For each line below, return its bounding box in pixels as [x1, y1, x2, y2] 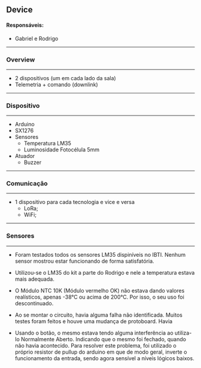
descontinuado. [14, 299, 54, 307]
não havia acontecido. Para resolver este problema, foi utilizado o [14, 342, 176, 349]
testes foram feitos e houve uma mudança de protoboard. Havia [14, 317, 173, 325]
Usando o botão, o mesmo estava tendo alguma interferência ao [14, 329, 173, 336]
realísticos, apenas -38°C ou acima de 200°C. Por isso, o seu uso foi [14, 293, 184, 300]
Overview [6, 55, 35, 63]
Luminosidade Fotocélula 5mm [23, 146, 100, 153]
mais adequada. [14, 275, 55, 282]
